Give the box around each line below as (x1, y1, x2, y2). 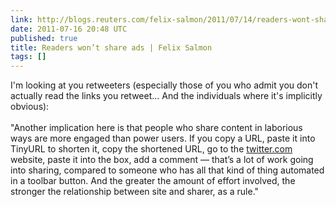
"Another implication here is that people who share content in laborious (10, 122, 303, 134)
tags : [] (10, 52, 47, 62)
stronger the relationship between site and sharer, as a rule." (10, 186, 260, 198)
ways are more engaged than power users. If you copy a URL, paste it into (10, 132, 316, 145)
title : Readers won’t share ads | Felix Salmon (10, 42, 213, 53)
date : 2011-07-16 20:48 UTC (10, 24, 128, 34)
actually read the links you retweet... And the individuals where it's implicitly (10, 90, 323, 102)
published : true (10, 33, 78, 43)
